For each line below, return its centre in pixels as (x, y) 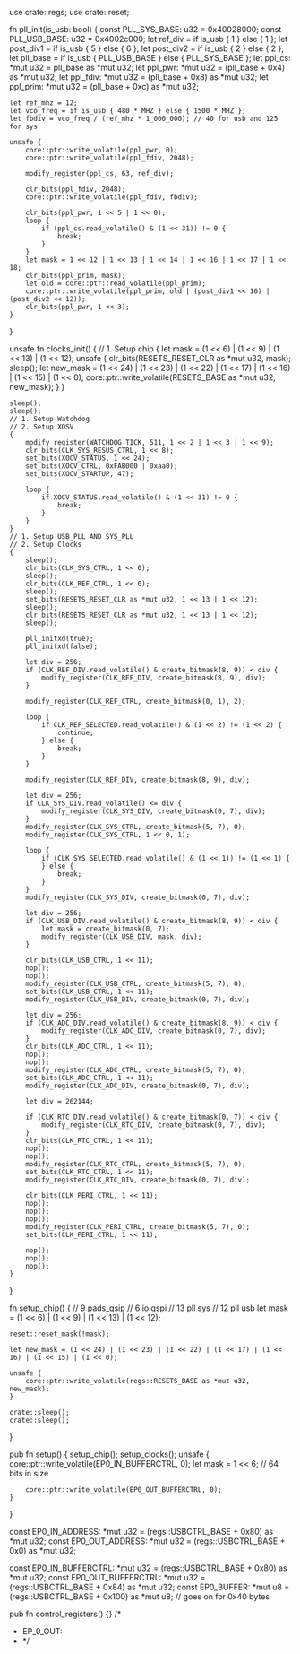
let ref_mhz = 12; (43, 103)
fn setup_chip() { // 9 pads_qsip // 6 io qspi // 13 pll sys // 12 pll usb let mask (149, 1308)
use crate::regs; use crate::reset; (69, 12)
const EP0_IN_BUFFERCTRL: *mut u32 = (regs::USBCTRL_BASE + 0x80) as (149, 1568)
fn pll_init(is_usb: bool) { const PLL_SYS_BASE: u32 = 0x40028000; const (146, 29)
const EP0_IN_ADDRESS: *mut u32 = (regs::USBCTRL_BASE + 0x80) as (141, 1532)
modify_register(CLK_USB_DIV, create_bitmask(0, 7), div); (138, 1000)
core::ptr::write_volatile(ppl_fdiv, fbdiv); (112, 197)
